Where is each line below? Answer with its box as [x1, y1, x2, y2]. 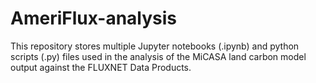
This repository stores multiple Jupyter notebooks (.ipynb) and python [10, 40, 300, 52]
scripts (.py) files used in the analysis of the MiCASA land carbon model [10, 50, 307, 62]
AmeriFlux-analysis [10, 7, 178, 30]
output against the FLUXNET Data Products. [10, 61, 192, 73]
